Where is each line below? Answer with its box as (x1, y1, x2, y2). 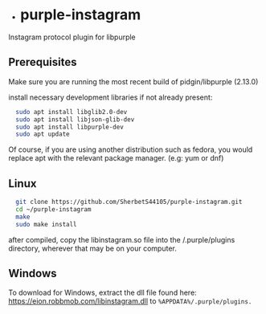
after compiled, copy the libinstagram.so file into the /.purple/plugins (8, 234, 235, 244)
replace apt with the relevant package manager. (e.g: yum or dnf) (8, 153, 224, 163)
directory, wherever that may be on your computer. (8, 243, 177, 253)
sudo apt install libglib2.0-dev (15, 108, 128, 116)
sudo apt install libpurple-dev (15, 123, 125, 131)
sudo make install (15, 220, 78, 228)
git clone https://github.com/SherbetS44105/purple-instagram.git (15, 198, 243, 206)
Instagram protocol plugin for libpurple (8, 32, 137, 42)
